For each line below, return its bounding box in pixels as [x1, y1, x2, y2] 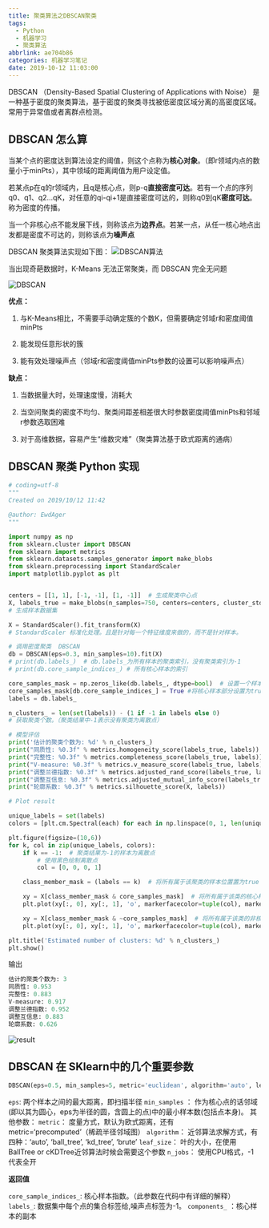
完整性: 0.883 [8, 991, 52, 999]
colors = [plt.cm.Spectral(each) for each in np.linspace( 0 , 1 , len [8, 819, 242, 827]
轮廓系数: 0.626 [8, 1020, 58, 1028]
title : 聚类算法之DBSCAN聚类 [8, 11, 98, 20]
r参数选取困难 [19, 417, 66, 426]
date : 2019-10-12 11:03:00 [8, 64, 98, 72]
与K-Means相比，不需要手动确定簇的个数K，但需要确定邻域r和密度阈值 [19, 313, 254, 323]
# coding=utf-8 [8, 482, 59, 490]
